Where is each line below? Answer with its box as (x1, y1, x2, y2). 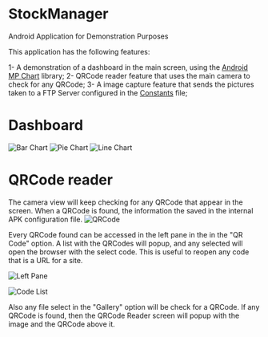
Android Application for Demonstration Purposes (8, 31, 169, 41)
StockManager (8, 5, 110, 23)
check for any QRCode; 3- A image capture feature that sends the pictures (8, 79, 254, 89)
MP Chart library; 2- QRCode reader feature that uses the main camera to (8, 71, 250, 80)
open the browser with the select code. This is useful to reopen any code (8, 246, 250, 257)
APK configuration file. (8, 214, 82, 224)
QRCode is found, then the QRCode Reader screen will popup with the (8, 311, 240, 320)
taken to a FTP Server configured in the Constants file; (8, 87, 188, 97)
